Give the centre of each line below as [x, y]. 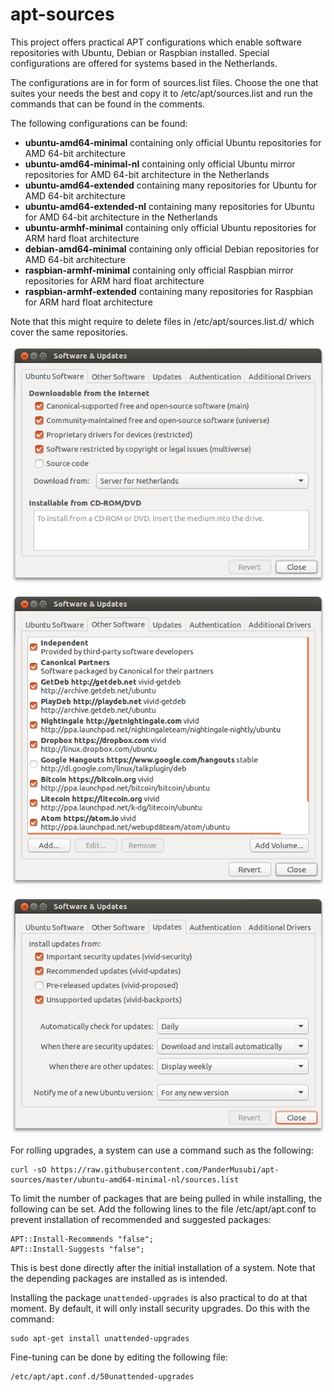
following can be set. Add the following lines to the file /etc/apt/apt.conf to [163, 1209]
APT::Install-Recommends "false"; [82, 1239]
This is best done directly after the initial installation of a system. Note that [163, 1268]
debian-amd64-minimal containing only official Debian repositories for [172, 249]
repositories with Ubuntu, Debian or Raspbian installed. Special [140, 52]
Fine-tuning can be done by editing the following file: [119, 1357]
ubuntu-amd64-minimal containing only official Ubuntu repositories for [173, 142]
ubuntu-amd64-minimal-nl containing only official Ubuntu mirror [160, 164]
